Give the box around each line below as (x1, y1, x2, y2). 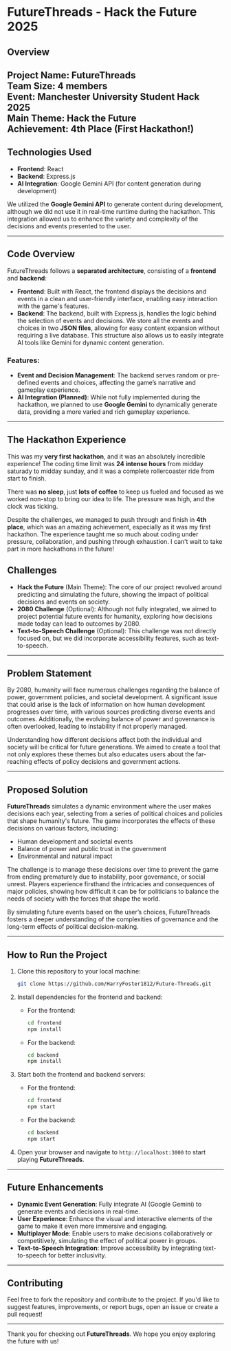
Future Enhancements (7, 1182, 104, 1194)
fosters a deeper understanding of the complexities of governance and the (7, 915, 219, 923)
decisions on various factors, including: (7, 824, 119, 833)
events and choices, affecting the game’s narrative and (41, 378, 196, 386)
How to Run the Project (7, 949, 108, 960)
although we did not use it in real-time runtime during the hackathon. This (7, 207, 216, 215)
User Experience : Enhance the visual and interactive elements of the (16, 1214, 212, 1222)
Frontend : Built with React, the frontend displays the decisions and (16, 287, 207, 296)
